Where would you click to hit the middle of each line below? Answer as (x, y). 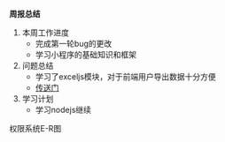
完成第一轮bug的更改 (74, 44)
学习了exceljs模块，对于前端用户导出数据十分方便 (126, 77)
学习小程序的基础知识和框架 (86, 55)
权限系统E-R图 (35, 128)
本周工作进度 (45, 33)
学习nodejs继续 (63, 110)
